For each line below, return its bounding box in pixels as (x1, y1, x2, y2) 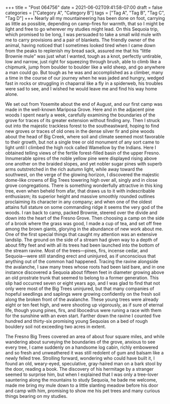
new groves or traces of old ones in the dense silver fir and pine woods (5, 128, 155, 134)
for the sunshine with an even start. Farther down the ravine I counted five (5, 313, 161, 319)
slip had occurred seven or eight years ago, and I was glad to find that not (5, 280, 160, 286)
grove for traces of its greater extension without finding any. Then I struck (5, 117, 160, 123)
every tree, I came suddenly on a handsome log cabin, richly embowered (5, 344, 159, 350)
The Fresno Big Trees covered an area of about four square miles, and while (5, 334, 165, 339)
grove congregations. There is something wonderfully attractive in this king (5, 182, 163, 188)
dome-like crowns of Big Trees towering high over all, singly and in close (5, 177, 158, 183)
